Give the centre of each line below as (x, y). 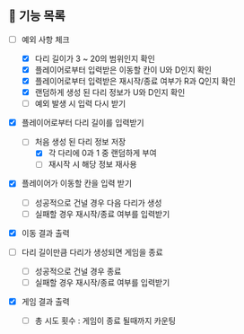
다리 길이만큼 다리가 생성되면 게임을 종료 (92, 252)
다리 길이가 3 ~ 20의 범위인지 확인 (95, 58)
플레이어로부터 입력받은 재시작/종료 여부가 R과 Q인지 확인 (135, 81)
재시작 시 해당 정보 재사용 (92, 164)
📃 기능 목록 (37, 16)
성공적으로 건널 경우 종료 (78, 271)
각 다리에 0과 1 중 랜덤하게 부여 (103, 153)
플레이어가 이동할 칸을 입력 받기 (76, 183)
